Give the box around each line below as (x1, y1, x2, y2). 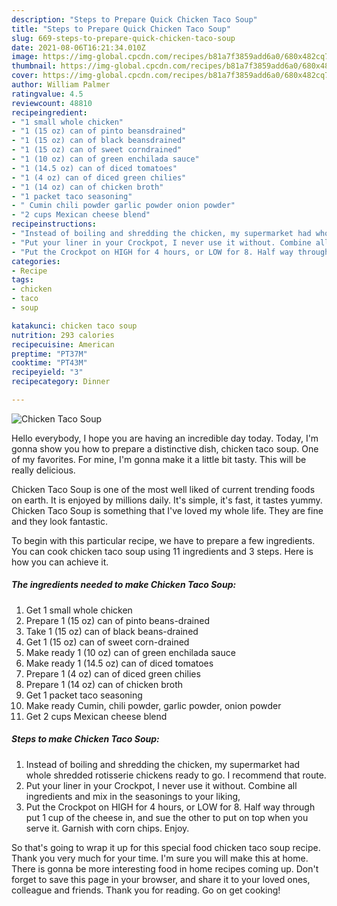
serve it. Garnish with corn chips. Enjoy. (25, 822, 190, 834)
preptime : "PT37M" (11, 349, 88, 359)
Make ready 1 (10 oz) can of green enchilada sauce (25, 646, 236, 658)
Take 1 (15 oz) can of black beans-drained (25, 625, 199, 637)
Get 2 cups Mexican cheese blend (25, 710, 168, 722)
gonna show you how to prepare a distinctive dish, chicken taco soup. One (11, 442, 319, 455)
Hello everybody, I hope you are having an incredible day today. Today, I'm (11, 432, 319, 444)
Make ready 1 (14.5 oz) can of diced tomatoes (25, 657, 214, 669)
